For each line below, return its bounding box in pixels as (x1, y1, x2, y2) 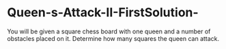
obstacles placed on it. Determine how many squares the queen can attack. (7, 34, 220, 42)
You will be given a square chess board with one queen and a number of (7, 27, 211, 35)
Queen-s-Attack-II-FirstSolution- (7, 5, 199, 20)
